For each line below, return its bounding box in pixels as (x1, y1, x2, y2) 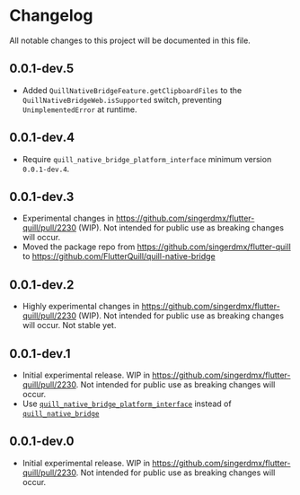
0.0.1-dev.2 (9, 277, 75, 292)
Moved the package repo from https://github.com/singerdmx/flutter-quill (22, 241, 292, 252)
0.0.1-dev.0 (9, 434, 75, 449)
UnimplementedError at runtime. (22, 104, 137, 115)
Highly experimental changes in (22, 301, 140, 312)
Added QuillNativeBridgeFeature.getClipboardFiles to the (22, 84, 243, 95)
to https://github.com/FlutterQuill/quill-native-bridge (22, 251, 216, 262)
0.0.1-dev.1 (9, 346, 71, 361)
